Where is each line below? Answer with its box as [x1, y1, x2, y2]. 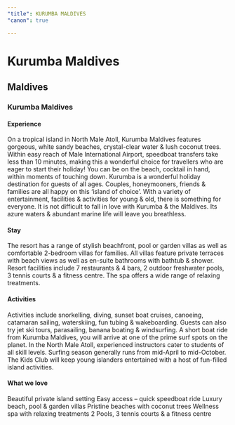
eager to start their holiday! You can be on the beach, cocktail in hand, [7, 165, 210, 174]
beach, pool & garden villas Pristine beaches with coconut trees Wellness [7, 402, 220, 410]
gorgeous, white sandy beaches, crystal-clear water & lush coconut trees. [7, 143, 222, 151]
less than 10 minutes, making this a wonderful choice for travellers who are [7, 157, 224, 166]
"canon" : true [7, 17, 49, 24]
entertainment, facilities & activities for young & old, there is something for [7, 195, 222, 204]
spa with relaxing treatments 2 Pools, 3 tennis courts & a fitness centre [7, 409, 212, 418]
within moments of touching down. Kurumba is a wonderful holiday [7, 173, 201, 181]
